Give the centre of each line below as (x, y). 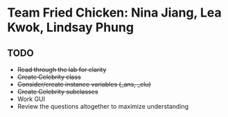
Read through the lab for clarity (62, 70)
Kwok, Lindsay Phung (70, 27)
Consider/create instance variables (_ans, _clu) (84, 84)
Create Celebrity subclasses (58, 92)
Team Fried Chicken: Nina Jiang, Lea (114, 13)
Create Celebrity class (49, 77)
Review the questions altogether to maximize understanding (103, 106)
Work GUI (31, 99)
